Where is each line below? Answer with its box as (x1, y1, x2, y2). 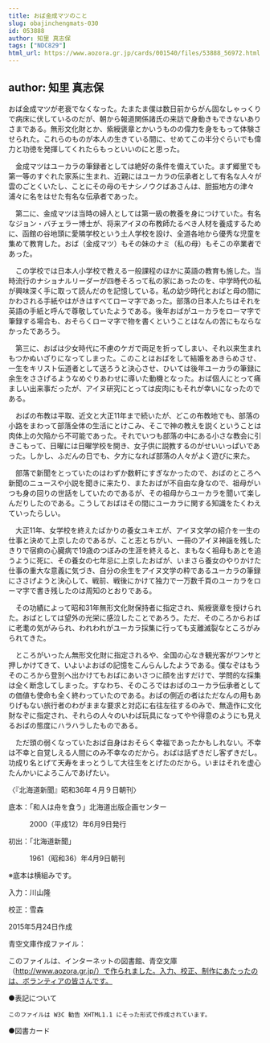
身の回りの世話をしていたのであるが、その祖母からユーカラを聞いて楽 (22, 488, 255, 497)
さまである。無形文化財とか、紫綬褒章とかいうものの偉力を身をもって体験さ (8, 124, 261, 134)
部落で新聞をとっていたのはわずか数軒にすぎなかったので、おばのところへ (14, 468, 261, 477)
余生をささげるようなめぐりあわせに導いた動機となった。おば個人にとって (8, 373, 255, 383)
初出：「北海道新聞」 (8, 836, 76, 846)
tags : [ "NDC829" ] (8, 42, 67, 50)
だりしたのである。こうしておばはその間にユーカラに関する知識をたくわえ (14, 498, 262, 508)
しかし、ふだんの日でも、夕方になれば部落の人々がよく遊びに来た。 (29, 451, 255, 460)
